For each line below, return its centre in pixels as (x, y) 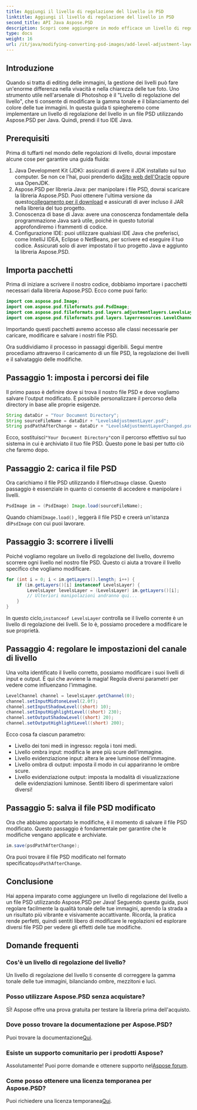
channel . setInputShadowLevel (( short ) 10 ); (59, 707)
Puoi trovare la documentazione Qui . (49, 1038)
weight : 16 (19, 39)
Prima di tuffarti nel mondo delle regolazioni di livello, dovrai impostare (91, 153)
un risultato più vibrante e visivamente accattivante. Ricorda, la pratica (91, 914)
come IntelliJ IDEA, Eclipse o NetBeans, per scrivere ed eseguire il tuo (99, 239)
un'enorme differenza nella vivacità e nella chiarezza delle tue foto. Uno (93, 88)
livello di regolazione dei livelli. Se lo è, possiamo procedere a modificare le (97, 624)
